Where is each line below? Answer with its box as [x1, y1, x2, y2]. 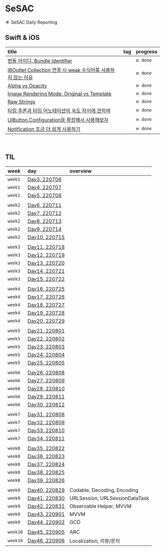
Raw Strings [7, 98, 35, 105]
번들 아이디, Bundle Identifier [7, 57, 73, 64]
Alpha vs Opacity [7, 82, 47, 89]
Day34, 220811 [27, 435, 65, 442]
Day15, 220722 [27, 275, 65, 282]
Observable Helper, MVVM [69, 503, 132, 510]
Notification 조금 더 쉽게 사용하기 [7, 126, 81, 132]
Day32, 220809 [27, 419, 65, 426]
